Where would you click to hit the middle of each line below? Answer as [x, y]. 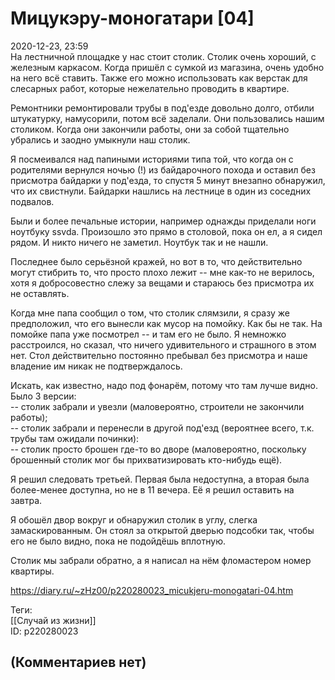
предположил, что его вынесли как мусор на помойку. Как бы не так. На [166, 323]
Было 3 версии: [43, 396]
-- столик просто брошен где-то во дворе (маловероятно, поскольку [158, 449]
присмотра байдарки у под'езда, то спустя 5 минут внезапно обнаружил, [168, 180]
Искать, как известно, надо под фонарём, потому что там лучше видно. [164, 385]
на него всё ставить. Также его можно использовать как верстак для [159, 78]
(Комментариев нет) [78, 662]
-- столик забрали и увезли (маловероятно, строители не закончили [157, 406]
